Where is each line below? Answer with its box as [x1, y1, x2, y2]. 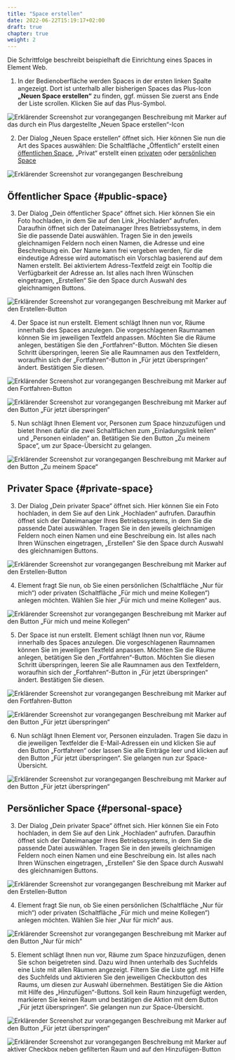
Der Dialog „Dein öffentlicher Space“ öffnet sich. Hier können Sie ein [17, 209, 215, 217]
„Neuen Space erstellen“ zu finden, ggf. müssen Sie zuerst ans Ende [17, 92, 219, 101]
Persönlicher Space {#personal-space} [7, 803, 183, 815]
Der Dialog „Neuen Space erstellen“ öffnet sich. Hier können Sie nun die [17, 134, 226, 143]
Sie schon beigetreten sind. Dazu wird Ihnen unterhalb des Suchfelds [17, 957, 218, 967]
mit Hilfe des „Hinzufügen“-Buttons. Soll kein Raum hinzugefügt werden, [17, 988, 227, 996]
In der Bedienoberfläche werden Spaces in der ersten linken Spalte [17, 77, 212, 85]
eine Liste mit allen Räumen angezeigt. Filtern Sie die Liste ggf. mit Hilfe [17, 965, 224, 974]
